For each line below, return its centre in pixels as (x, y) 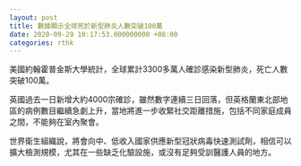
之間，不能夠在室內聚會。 (56, 122)
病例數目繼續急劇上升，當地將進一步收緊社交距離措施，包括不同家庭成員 (158, 111)
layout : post (34, 17)
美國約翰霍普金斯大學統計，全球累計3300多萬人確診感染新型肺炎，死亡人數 (149, 69)
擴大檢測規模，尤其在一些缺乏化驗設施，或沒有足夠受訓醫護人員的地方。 (142, 153)
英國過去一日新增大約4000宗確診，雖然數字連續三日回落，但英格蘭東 (137, 100)
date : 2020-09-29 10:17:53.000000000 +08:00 (94, 34)
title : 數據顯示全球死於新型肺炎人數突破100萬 (86, 26)
